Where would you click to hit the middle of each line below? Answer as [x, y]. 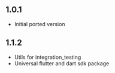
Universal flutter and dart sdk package [62, 63]
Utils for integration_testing [48, 57]
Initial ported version [40, 24]
